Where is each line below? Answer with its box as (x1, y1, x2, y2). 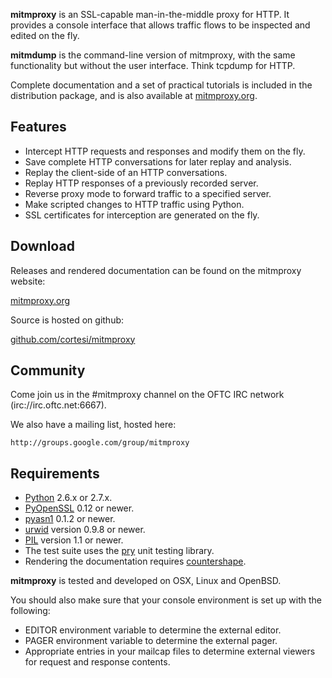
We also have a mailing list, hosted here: (10, 419, 177, 431)
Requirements (10, 465, 100, 482)
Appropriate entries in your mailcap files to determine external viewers (24, 645, 316, 658)
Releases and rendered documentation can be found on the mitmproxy (10, 264, 302, 276)
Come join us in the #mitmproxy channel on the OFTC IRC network (10, 389, 285, 401)
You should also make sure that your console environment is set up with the (10, 594, 322, 606)
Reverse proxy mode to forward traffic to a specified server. (24, 187, 272, 199)
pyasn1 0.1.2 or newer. (24, 513, 116, 525)
